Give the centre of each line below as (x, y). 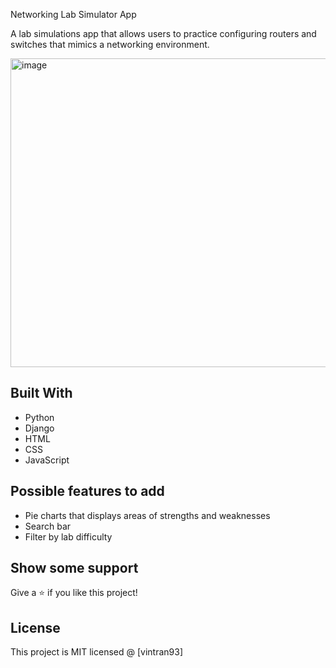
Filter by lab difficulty (68, 536)
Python (39, 417)
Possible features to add (87, 491)
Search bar (48, 526)
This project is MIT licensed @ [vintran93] (96, 652)
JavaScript (47, 460)
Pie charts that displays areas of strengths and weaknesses (147, 515)
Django (39, 428)
